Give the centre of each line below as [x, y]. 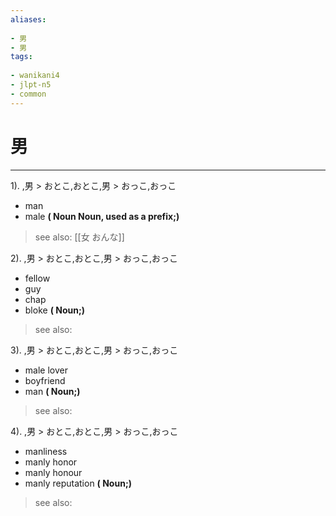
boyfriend [45, 380]
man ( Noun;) [52, 391]
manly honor [51, 462]
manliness [46, 451]
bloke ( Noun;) [54, 310]
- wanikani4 [35, 76]
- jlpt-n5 [31, 85]
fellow [37, 278]
